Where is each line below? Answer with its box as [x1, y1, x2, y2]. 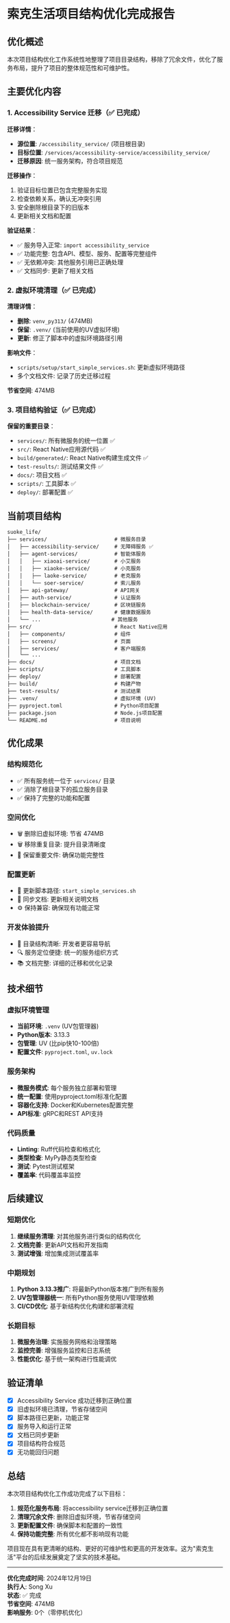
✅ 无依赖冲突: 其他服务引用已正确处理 [16, 258, 124, 266]
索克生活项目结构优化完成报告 [7, 6, 176, 22]
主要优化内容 [7, 86, 62, 97]
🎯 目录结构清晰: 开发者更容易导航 [16, 939, 111, 948]
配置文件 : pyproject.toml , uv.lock [16, 1048, 113, 1056]
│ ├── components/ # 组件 [7, 631, 131, 638]
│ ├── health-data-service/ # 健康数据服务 [7, 609, 152, 616]
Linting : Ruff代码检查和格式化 [16, 1145, 101, 1153]
